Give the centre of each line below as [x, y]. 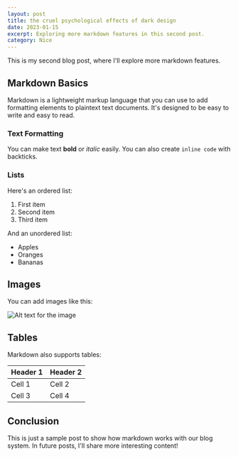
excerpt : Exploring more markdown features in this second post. [106, 34]
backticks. [22, 156]
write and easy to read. [41, 115]
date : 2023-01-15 [33, 27]
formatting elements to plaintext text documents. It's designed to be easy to [118, 107]
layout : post [27, 14]
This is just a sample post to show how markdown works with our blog [110, 438]
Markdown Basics [48, 83]
